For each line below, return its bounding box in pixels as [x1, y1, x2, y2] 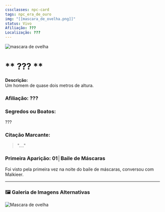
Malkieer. [5, 171, 24, 177]
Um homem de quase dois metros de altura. [5, 82, 94, 88]
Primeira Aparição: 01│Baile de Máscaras [5, 155, 106, 162]
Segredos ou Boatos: [5, 108, 56, 115]
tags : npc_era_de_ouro [5, 12, 52, 17]
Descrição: [5, 77, 28, 83]
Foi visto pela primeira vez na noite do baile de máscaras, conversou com [5, 166, 154, 172]
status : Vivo [5, 21, 32, 26]
